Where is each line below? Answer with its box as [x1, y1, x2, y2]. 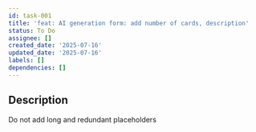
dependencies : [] [8, 64, 67, 72]
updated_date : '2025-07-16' [8, 49, 103, 57]
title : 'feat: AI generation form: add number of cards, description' [8, 19, 250, 27]
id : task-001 [8, 11, 52, 20]
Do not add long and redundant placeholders [8, 114, 156, 124]
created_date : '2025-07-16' [8, 42, 103, 50]
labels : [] [8, 57, 45, 65]
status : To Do [8, 26, 56, 34]
